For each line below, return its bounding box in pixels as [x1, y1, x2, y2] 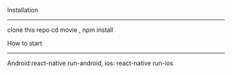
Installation [7, 6, 39, 14]
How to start [7, 39, 43, 47]
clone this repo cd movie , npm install [7, 26, 114, 34]
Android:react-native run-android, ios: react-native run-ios [7, 59, 174, 67]
